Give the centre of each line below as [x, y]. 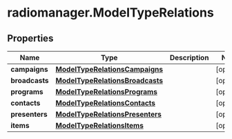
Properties [30, 38]
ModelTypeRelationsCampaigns [109, 69]
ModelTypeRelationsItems [99, 126]
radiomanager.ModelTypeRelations [110, 13]
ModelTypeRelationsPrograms [106, 92]
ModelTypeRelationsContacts [106, 103]
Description [189, 58]
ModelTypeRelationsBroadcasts [109, 81]
